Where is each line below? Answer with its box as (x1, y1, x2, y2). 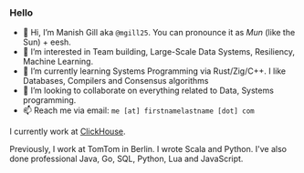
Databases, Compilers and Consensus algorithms (22, 76, 209, 86)
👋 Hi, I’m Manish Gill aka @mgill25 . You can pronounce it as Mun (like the (22, 27, 296, 38)
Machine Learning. (22, 56, 94, 67)
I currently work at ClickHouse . (9, 126, 126, 137)
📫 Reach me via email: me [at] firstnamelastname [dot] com (22, 105, 256, 116)
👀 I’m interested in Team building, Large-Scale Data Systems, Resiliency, (22, 46, 295, 57)
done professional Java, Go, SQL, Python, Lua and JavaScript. (9, 153, 244, 165)
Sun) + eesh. (22, 36, 71, 47)
